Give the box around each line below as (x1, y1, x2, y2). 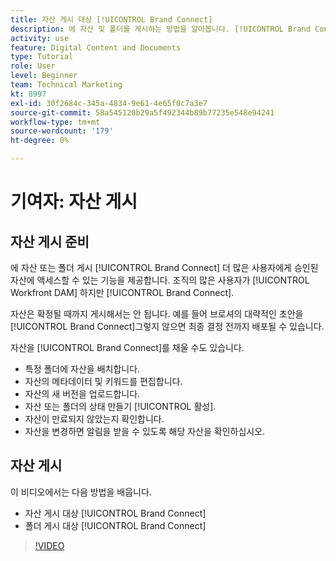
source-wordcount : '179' (10, 126, 114, 136)
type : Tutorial (10, 52, 74, 62)
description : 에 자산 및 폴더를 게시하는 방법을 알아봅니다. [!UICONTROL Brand (10, 24, 311, 34)
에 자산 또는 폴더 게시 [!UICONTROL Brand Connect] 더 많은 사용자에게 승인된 (10, 262, 319, 273)
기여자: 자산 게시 (10, 191, 138, 213)
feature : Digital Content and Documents (10, 42, 182, 53)
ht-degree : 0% (10, 136, 70, 146)
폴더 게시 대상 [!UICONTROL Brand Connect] (24, 519, 207, 531)
